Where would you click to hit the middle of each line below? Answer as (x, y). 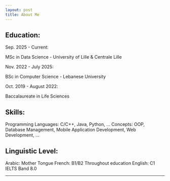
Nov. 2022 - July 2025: (30, 67)
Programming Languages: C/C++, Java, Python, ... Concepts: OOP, (75, 124)
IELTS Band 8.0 (21, 168)
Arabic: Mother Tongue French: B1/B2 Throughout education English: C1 (80, 163)
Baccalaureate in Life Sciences (37, 96)
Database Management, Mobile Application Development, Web (71, 130)
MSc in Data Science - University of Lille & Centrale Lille (64, 57)
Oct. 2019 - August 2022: (32, 86)
